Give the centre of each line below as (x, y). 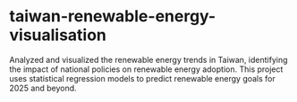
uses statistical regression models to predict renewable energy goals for (142, 78)
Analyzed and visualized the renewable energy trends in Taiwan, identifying (148, 59)
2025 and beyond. (43, 88)
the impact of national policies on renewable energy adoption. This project (146, 69)
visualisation (58, 35)
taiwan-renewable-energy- (113, 16)
